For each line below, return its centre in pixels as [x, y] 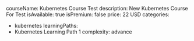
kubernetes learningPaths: [46, 26]
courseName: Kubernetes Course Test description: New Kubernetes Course [97, 8]
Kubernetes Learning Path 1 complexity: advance [73, 32]
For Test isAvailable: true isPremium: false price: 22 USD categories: [88, 14]
